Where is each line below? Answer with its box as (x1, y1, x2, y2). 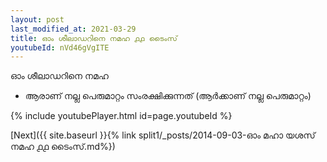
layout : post (10, 14, 65, 25)
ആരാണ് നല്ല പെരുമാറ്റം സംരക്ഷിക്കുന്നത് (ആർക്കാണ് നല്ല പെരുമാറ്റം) (24, 90, 312, 102)
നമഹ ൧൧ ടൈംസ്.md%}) (10, 141, 116, 153)
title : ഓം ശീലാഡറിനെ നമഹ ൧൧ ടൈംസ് (10, 33, 178, 43)
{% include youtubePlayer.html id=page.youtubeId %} (10, 110, 233, 122)
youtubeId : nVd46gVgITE (10, 42, 110, 53)
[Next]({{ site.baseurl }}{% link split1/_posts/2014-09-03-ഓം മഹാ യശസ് (10, 129, 316, 141)
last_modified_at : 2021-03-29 (10, 24, 137, 34)
